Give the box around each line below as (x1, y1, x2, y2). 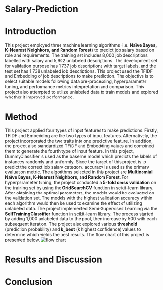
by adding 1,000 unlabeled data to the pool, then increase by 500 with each (5, 216, 157, 222)
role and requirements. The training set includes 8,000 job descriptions (5, 52, 148, 58)
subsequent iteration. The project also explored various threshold (5, 221, 138, 227)
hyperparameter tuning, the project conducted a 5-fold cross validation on (5, 180, 156, 186)
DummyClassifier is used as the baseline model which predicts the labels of (5, 153, 157, 160)
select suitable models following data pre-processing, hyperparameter (5, 78, 147, 84)
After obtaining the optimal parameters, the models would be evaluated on (5, 190, 155, 196)
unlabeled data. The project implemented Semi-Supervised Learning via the (5, 206, 158, 212)
